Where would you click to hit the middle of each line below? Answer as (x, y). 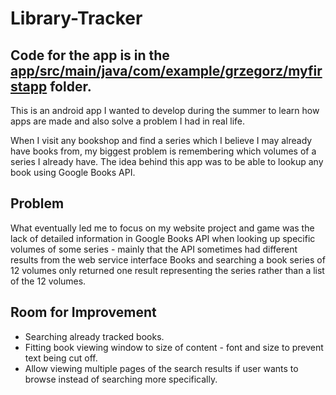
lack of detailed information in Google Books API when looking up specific (163, 238)
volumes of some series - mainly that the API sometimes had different (154, 249)
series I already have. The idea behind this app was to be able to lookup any (167, 161)
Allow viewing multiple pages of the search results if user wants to (161, 368)
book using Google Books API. (73, 172)
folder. (70, 86)
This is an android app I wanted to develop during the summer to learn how (165, 110)
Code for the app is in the (90, 55)
